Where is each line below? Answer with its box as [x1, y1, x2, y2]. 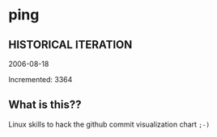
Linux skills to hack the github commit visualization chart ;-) [8, 119, 211, 129]
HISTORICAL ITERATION [8, 38, 133, 52]
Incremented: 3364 [8, 75, 73, 84]
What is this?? [8, 98, 82, 112]
